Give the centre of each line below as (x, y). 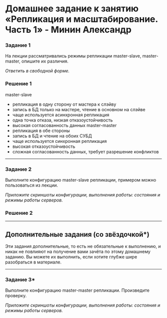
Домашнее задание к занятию (72, 9)
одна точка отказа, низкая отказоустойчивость (63, 120)
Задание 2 (18, 169)
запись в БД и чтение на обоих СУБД (52, 136)
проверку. (16, 296)
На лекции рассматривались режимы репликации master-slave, (73, 56)
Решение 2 (19, 213)
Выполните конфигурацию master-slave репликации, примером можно (81, 180)
